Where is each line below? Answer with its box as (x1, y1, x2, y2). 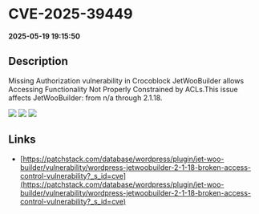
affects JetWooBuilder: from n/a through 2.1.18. (8, 93, 163, 103)
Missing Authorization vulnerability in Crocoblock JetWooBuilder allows (8, 75, 245, 85)
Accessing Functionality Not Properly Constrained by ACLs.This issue (8, 84, 238, 94)
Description (8, 55, 68, 68)
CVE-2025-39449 (8, 5, 133, 23)
